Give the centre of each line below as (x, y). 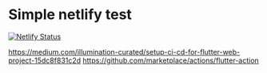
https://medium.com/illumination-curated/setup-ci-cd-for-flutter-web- (124, 52)
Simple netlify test (70, 15)
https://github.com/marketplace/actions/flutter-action (171, 60)
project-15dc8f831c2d (45, 60)
